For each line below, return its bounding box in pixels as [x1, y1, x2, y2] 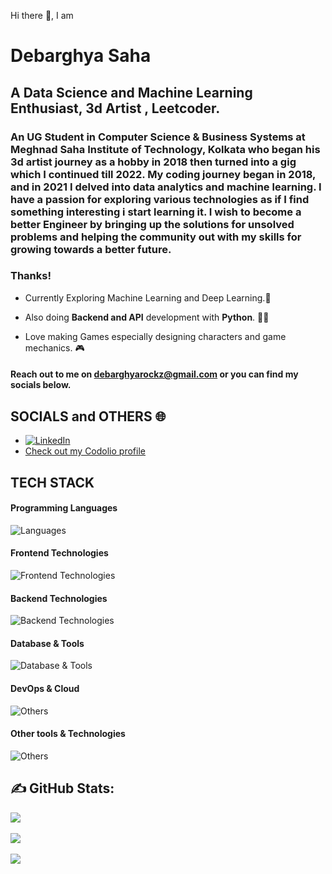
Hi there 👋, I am [10, 10, 74, 21]
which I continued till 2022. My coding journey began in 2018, [10, 167, 317, 181]
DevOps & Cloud [10, 683, 80, 694]
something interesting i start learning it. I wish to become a [10, 205, 302, 219]
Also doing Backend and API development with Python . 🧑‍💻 [24, 311, 270, 323]
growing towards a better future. [10, 242, 172, 256]
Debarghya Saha [10, 45, 152, 67]
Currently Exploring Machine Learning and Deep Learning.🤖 [24, 291, 272, 304]
